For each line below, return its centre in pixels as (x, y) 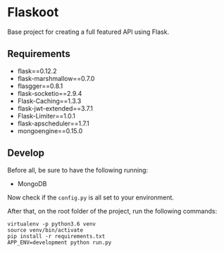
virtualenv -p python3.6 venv (52, 224)
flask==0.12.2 (37, 70)
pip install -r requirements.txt (56, 236)
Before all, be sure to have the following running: (78, 170)
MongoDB (32, 183)
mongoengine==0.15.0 (50, 130)
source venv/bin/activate (45, 230)
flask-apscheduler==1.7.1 (53, 123)
